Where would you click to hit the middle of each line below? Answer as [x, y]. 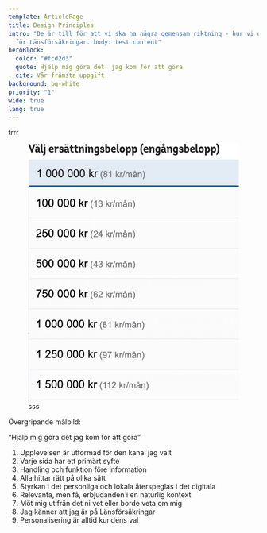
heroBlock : [26, 50]
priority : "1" [32, 92]
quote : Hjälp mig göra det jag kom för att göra [99, 68]
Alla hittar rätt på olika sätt [62, 478]
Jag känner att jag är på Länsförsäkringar [87, 512]
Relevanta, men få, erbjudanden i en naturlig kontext [105, 495]
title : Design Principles [51, 25]
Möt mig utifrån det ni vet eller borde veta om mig [101, 504]
